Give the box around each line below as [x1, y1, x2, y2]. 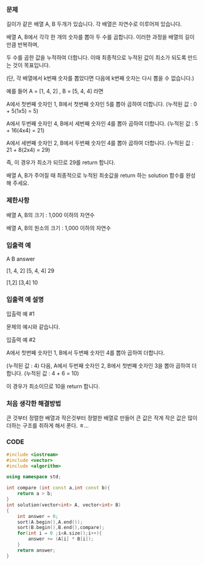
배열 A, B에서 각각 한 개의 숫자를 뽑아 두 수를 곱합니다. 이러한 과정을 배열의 [6, 34, 184, 41]
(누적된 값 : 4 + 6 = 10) [24, 370, 79, 377]
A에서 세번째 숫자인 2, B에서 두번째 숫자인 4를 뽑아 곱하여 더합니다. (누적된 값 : [6, 139, 194, 147]
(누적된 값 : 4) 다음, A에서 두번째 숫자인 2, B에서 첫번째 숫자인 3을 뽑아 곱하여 [6, 362, 191, 370]
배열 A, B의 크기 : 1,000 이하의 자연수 [6, 211, 95, 218]
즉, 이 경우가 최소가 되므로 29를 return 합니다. [6, 159, 116, 166]
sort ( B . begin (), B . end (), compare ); [17, 525, 105, 531]
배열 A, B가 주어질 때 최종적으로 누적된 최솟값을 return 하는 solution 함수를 [6, 172, 185, 179]
